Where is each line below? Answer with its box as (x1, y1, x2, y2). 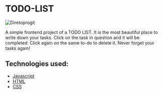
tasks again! (5, 45, 30, 51)
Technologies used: (5, 59, 69, 68)
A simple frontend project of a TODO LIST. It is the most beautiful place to (5, 29, 158, 35)
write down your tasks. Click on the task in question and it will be (5, 34, 140, 40)
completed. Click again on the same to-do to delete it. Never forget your (5, 39, 154, 45)
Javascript (12, 73, 35, 79)
